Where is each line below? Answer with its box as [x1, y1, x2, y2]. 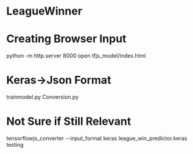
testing [6, 141, 24, 148]
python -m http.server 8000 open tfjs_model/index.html [6, 52, 146, 59]
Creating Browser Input [6, 32, 127, 46]
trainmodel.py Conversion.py [6, 93, 79, 101]
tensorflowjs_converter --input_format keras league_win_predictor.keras [6, 135, 188, 142]
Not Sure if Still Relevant [6, 115, 132, 129]
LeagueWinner [6, 4, 83, 18]
